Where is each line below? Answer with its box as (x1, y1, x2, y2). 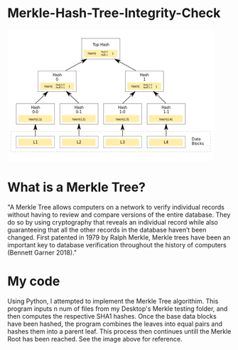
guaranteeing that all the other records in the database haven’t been (7, 225, 207, 234)
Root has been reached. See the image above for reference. (7, 334, 183, 343)
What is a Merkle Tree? (7, 180, 146, 195)
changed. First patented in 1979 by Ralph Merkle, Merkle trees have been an (7, 233, 231, 242)
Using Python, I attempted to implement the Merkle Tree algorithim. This (7, 297, 219, 305)
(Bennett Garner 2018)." (7, 248, 77, 257)
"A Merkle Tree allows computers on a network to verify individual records (7, 202, 225, 211)
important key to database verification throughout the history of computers (7, 240, 227, 249)
